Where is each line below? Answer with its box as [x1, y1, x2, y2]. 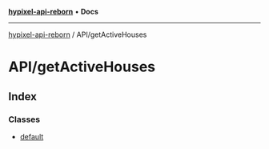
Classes [8, 114, 41, 125]
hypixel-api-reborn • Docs [8, 7, 98, 16]
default [19, 131, 44, 141]
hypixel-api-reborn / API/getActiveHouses [8, 30, 147, 39]
